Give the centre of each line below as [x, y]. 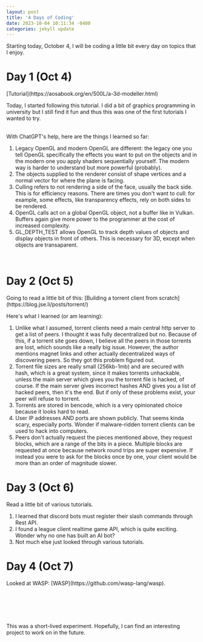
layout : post [23, 12]
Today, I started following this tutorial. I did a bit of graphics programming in [101, 105]
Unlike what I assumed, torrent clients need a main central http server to [105, 328]
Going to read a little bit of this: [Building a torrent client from [82, 298]
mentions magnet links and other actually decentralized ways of [95, 354]
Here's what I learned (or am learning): [55, 316]
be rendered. [31, 206]
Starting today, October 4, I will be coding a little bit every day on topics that [101, 46]
